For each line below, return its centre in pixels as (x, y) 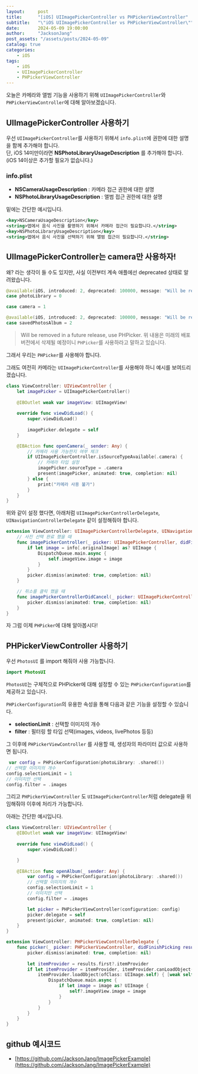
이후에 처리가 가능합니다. (55, 804)
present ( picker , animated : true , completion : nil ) (91, 920)
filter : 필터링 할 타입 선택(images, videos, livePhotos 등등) (84, 732)
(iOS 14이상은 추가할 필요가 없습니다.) (49, 160)
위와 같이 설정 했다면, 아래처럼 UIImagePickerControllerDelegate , (83, 513)
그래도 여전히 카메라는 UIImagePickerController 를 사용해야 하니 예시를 (88, 367)
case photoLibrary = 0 (34, 296)
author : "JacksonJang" (39, 34)
